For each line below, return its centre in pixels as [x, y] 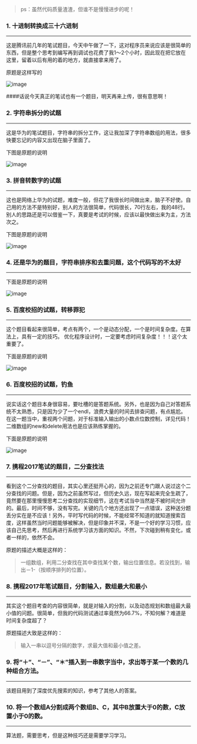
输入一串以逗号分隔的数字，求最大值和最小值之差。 [82, 645]
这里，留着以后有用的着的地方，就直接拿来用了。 [65, 60]
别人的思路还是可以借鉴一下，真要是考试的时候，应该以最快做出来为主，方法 [98, 215]
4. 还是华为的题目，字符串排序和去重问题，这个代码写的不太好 [94, 262]
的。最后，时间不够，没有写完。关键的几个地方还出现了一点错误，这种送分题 [98, 508]
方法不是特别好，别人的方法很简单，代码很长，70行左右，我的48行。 [105, 207]
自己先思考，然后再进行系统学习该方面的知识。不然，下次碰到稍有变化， [98, 530]
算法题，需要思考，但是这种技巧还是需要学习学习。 [68, 735]
